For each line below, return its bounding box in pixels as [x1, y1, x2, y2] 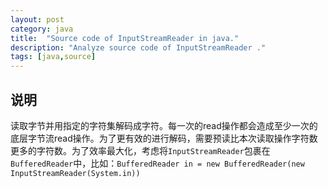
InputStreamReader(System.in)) [10, 168, 141, 178]
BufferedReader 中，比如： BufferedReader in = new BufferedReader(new [10, 157, 305, 169]
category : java [10, 24, 74, 34]
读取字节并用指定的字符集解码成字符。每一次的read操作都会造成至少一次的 [10, 119, 318, 131]
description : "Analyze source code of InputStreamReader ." [10, 42, 267, 53]
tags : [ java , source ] [10, 52, 97, 62]
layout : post [10, 14, 65, 25]
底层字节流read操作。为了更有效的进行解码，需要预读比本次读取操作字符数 [10, 132, 318, 144]
